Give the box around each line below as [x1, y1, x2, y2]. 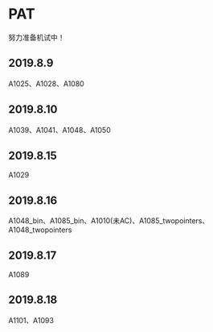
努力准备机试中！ [8, 32, 65, 42]
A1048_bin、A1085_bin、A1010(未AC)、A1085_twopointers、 [8, 216, 210, 226]
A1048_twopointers [8, 225, 72, 234]
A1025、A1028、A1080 [8, 78, 84, 89]
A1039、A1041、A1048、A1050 [8, 125, 111, 135]
